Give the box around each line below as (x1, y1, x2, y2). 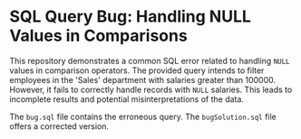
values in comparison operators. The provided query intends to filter (9, 65, 265, 76)
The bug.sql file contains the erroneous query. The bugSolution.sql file (9, 111, 277, 122)
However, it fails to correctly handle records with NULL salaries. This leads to (9, 84, 293, 95)
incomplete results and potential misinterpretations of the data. (9, 93, 245, 105)
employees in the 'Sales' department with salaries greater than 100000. (9, 74, 277, 85)
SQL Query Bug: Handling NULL (9, 6, 252, 27)
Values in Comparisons (9, 25, 188, 46)
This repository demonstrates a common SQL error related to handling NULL (9, 55, 290, 66)
